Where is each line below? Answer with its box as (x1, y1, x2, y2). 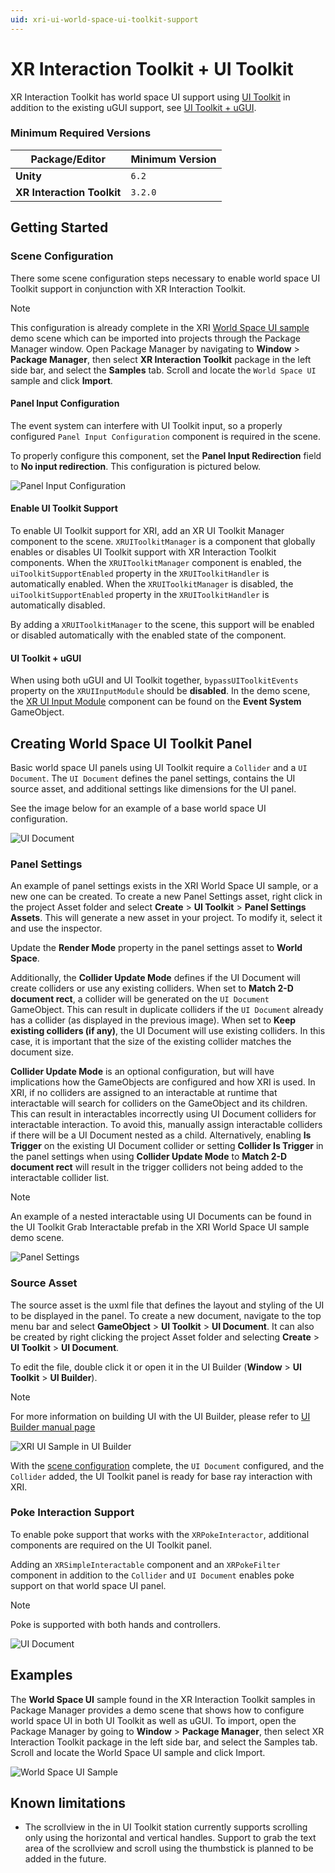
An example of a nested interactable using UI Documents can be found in (10, 1211, 312, 1223)
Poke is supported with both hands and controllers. (10, 1618, 221, 1630)
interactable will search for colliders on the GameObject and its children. (10, 1097, 308, 1110)
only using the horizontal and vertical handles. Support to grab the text (24, 1832, 317, 1844)
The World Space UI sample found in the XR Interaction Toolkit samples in (10, 1693, 316, 1705)
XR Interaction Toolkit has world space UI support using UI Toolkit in (10, 91, 291, 103)
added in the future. (24, 1853, 107, 1865)
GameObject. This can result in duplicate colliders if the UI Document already (10, 1004, 324, 1016)
